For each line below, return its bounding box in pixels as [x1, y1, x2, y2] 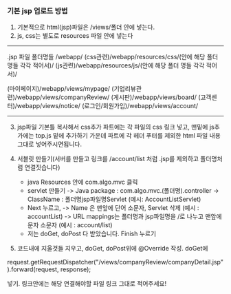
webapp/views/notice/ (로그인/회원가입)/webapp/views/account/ [16, 102, 199, 110]
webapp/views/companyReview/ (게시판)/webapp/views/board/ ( [16, 93, 201, 101]
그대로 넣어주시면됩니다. [16, 140, 82, 149]
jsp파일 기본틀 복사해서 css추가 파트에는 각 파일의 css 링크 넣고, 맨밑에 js [16, 123, 214, 132]
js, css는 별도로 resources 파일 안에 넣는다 [16, 32, 133, 40]
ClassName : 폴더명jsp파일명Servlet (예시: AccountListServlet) [27, 195, 201, 204]
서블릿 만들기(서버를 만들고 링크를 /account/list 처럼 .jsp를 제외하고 [16, 155, 199, 163]
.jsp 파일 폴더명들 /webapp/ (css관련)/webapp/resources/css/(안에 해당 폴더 [7, 53, 219, 61]
